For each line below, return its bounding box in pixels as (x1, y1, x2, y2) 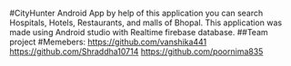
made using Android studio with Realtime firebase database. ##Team (9, 27, 268, 37)
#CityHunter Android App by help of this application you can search (9, 8, 264, 18)
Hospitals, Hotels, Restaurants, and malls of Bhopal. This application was (9, 17, 283, 28)
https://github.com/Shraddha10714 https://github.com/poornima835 (9, 46, 264, 57)
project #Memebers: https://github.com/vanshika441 (9, 36, 207, 47)
